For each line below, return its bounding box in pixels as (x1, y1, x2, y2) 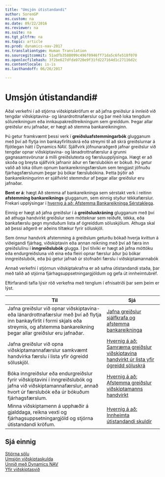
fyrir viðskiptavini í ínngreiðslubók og (7, 376, 92, 383)
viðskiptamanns (106, 385, 143, 392)
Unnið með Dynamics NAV (5, 461, 58, 467)
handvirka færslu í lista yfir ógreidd (7, 353, 88, 360)
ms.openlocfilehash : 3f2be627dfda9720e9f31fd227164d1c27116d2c (5, 57, 137, 62)
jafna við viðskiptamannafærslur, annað (7, 382, 99, 389)
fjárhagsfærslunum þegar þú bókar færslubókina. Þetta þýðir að (5, 170, 134, 176)
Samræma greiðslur (106, 344, 152, 350)
